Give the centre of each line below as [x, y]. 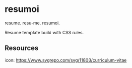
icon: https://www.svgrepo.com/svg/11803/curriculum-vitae [66, 60]
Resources [22, 48]
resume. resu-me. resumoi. [32, 23]
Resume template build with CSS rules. [44, 32]
